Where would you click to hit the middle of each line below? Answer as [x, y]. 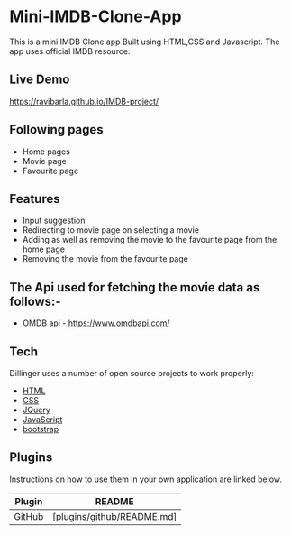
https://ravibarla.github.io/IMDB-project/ [84, 101]
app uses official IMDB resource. [70, 51]
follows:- [35, 301]
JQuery [36, 410]
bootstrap [41, 429]
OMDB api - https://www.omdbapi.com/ [96, 323]
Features [35, 199]
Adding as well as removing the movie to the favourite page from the [150, 240]
